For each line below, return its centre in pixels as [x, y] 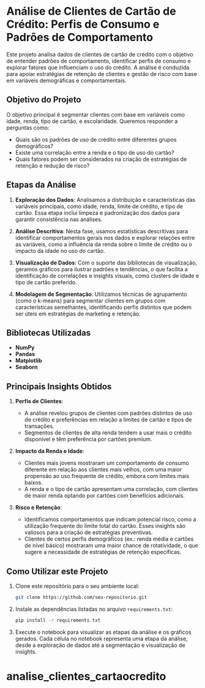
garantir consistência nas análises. [59, 219]
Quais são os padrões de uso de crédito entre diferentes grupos [96, 139]
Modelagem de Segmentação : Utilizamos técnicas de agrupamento [101, 294]
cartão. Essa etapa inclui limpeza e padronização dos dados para [98, 212]
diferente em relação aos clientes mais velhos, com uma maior [103, 470]
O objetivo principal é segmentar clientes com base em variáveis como [96, 114]
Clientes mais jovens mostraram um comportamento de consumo [107, 463]
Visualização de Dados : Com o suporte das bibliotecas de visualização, [106, 263]
